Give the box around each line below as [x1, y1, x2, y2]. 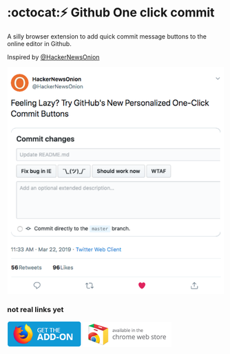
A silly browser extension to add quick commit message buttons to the [7, 32, 207, 41]
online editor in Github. [7, 39, 72, 48]
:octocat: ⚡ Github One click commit [7, 5, 215, 21]
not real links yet [7, 305, 64, 315]
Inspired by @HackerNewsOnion [7, 52, 100, 61]
